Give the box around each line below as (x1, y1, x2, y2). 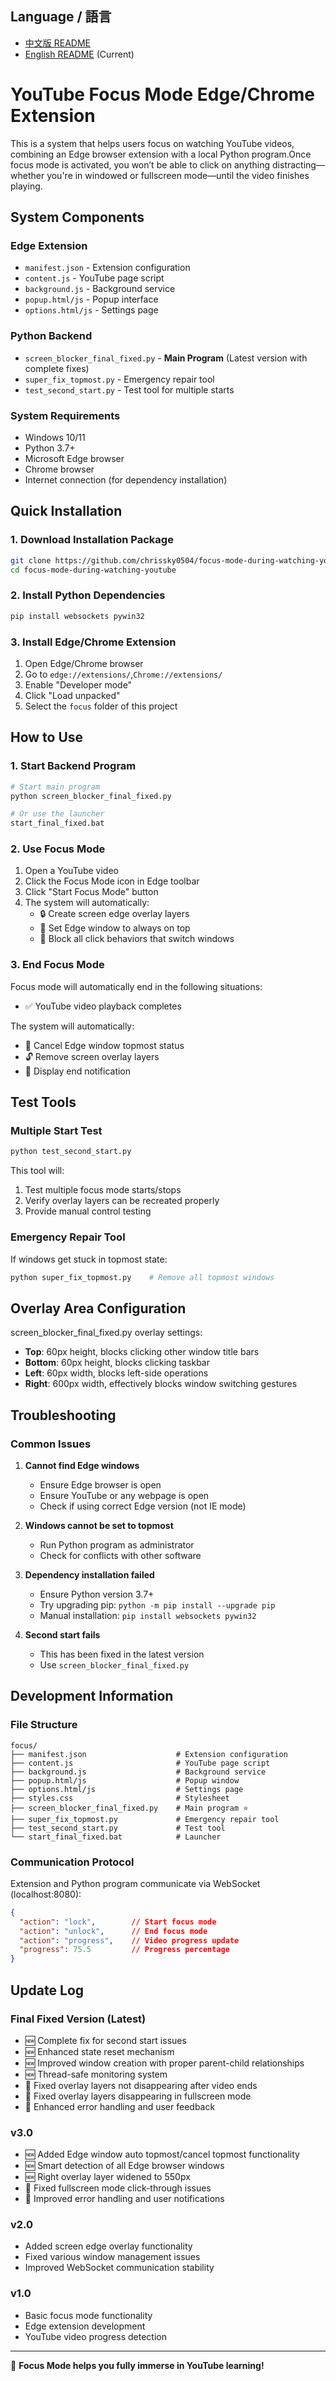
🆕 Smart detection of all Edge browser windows (24, 2160, 225, 2172)
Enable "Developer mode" (24, 678, 133, 691)
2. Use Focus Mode (10, 842, 106, 856)
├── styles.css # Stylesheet (10, 1793, 230, 1803)
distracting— (272, 158, 325, 171)
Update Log (10, 1982, 85, 1999)
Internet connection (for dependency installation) (24, 474, 228, 486)
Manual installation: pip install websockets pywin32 (39, 1609, 257, 1621)
